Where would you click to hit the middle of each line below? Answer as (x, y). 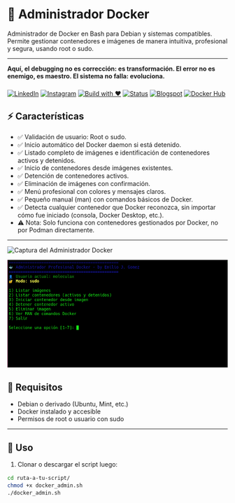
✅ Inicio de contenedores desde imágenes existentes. (95, 168)
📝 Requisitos (35, 387)
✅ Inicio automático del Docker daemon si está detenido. (99, 144)
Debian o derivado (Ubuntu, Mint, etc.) (73, 404)
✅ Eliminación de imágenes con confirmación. (84, 183)
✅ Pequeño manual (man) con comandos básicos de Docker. (105, 199)
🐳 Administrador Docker (78, 14)
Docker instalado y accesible (59, 411)
